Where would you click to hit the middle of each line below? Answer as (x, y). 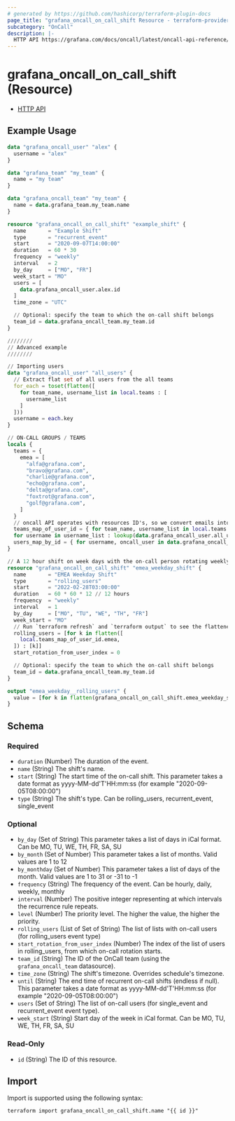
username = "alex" (41, 154)
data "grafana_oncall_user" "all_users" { (70, 373)
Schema (26, 726)
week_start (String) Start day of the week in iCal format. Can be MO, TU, (121, 1019)
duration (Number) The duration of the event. (83, 761)
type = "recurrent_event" (61, 237)
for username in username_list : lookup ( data (81, 536)
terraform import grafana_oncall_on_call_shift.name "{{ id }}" (103, 1111)
